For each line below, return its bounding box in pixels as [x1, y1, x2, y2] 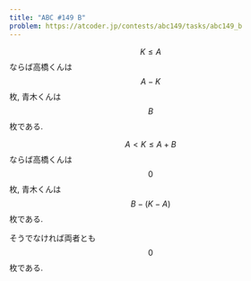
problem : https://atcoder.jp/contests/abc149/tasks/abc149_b [9, 22, 243, 31]
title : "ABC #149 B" [9, 13, 87, 22]
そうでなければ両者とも [9, 233, 96, 243]
